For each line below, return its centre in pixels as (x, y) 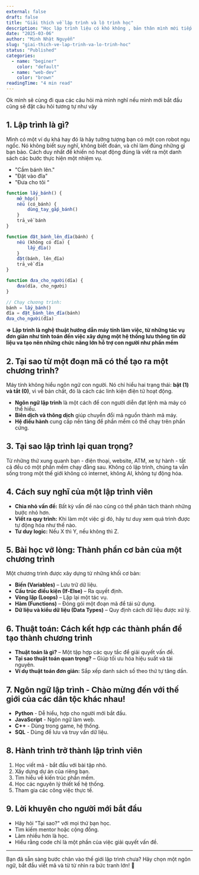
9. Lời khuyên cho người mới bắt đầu (74, 809)
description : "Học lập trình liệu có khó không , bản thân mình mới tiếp (99, 28)
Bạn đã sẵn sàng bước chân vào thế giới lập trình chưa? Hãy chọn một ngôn (99, 859)
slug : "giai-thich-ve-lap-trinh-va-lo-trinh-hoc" (69, 45)
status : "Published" (32, 50)
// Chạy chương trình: (34, 302)
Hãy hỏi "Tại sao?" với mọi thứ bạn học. (63, 823)
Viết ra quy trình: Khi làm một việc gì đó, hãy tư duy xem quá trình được (102, 518)
